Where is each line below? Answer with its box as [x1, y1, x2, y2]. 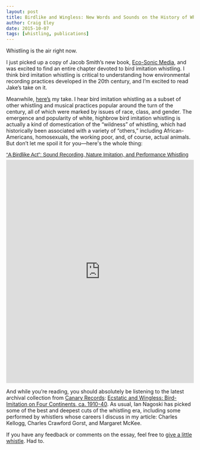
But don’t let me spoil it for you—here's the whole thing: [6, 140, 143, 147]
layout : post [6, 8, 39, 15]
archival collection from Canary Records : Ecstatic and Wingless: [6, 394, 164, 402]
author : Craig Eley [6, 20, 55, 26]
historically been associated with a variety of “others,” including [6, 127, 162, 135]
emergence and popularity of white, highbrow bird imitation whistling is [6, 114, 180, 122]
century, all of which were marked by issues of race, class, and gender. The [6, 108, 192, 115]
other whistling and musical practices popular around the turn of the [6, 102, 174, 109]
